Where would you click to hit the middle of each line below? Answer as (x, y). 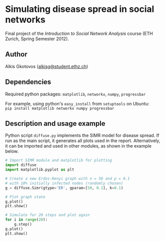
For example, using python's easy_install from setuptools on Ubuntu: (77, 103)
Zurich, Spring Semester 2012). (37, 39)
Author (16, 54)
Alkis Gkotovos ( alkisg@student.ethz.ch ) (47, 66)
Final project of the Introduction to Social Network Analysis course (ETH (79, 33)
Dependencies (28, 82)
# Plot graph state (25, 197)
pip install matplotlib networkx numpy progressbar (60, 108)
